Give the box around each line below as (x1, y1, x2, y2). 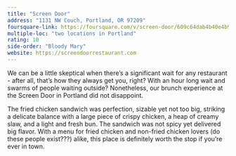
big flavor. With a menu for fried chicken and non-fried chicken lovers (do (7, 127, 221, 136)
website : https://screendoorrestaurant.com (7, 50, 137, 57)
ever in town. (7, 142, 45, 150)
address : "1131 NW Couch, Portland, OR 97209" (7, 17, 146, 24)
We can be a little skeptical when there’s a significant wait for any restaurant (7, 68, 228, 77)
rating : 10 (7, 37, 39, 44)
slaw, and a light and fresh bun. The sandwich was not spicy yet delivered (7, 119, 221, 128)
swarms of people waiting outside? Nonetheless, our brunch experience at (7, 84, 223, 92)
